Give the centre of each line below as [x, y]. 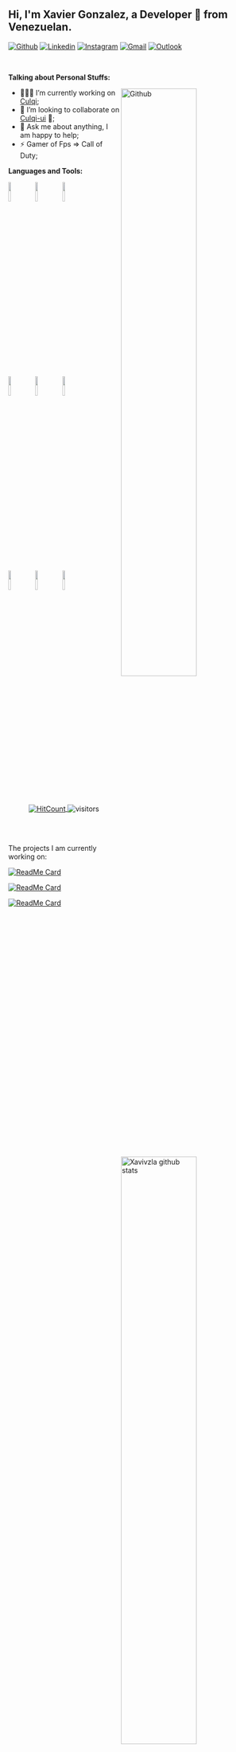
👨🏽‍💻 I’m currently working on [68, 92]
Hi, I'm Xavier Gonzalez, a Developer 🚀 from [118, 15]
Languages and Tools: [46, 170]
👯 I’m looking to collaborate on [70, 109]
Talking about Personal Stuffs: [59, 77]
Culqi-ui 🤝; [37, 118]
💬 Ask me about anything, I [64, 126]
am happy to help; [49, 135]
